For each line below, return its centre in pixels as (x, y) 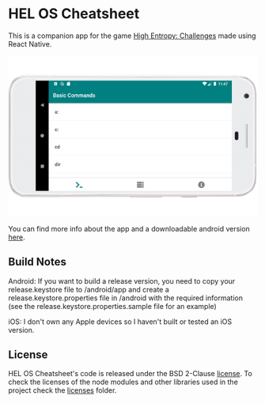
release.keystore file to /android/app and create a (89, 289)
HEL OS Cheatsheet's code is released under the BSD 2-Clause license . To (131, 374)
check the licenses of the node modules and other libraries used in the (123, 382)
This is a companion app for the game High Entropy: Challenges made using (132, 36)
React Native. (30, 43)
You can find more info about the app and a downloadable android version (129, 228)
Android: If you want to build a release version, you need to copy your (122, 281)
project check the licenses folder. (62, 390)
